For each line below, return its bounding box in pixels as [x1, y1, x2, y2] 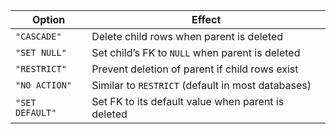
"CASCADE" [15, 31, 62, 42]
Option [31, 13, 66, 26]
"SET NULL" [15, 47, 67, 58]
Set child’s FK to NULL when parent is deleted [91, 46, 301, 59]
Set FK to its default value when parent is [91, 95, 285, 108]
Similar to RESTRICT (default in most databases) [91, 79, 312, 92]
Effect [191, 13, 222, 26]
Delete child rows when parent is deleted [91, 30, 284, 43]
